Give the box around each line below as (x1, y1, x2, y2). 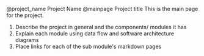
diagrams (15, 37, 39, 43)
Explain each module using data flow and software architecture (15, 30, 175, 37)
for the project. (6, 12, 44, 19)
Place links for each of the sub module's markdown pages (15, 43, 162, 50)
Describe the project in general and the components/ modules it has (15, 24, 187, 30)
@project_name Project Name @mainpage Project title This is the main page (6, 5, 199, 12)
